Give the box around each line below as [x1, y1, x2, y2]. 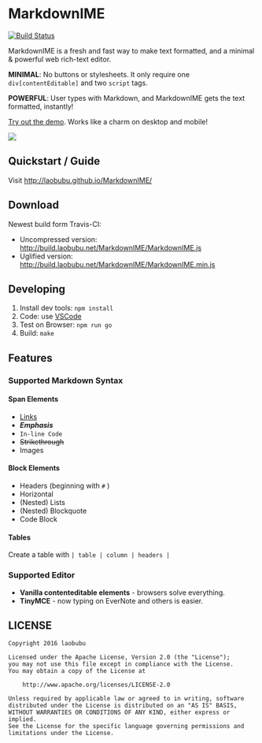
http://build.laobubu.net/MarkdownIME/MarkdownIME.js [19, 243, 202, 252]
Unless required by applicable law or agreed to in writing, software [8, 695, 245, 703]
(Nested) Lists [19, 498, 65, 507]
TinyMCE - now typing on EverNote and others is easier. [19, 596, 204, 605]
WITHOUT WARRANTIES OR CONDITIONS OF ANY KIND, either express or [8, 708, 231, 717]
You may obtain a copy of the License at [8, 667, 146, 675]
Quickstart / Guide [8, 154, 101, 168]
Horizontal [19, 489, 54, 499]
